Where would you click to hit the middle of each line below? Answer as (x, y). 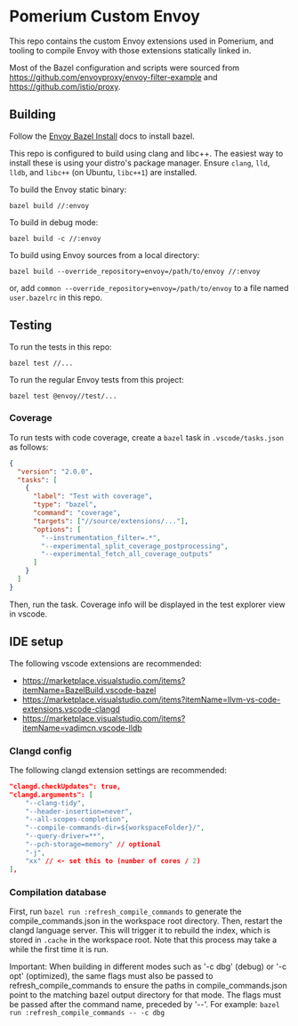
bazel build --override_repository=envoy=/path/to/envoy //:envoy (135, 271)
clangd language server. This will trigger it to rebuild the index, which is (140, 930)
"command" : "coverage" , (77, 513)
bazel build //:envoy (49, 206)
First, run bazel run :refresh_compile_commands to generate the (125, 911)
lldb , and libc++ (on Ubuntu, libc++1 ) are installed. (103, 172)
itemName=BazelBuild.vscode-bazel (89, 690)
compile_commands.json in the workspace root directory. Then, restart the (146, 921)
